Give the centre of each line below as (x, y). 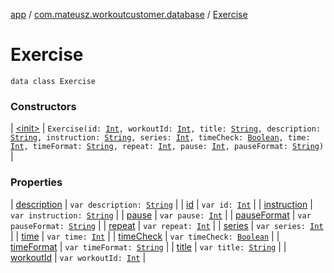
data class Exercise (53, 81)
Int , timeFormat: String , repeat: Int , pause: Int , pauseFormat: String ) (167, 147)
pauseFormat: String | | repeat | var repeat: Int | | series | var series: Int (167, 225)
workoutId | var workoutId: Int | (78, 257)
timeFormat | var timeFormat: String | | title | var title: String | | (148, 246)
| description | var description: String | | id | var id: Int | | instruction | (161, 204)
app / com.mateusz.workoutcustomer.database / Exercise (129, 14)
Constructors (43, 106)
